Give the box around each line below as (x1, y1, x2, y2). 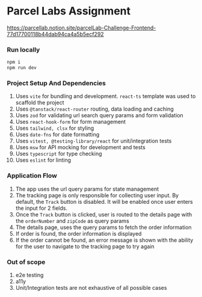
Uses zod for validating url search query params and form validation (15, 112, 184, 119)
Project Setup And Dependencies (7, 79, 106, 87)
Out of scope (7, 257, 46, 266)
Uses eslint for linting (15, 156, 72, 164)
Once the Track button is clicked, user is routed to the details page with (15, 210, 192, 218)
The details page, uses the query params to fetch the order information (15, 224, 192, 231)
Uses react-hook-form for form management (15, 118, 126, 126)
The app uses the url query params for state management (15, 185, 159, 192)
